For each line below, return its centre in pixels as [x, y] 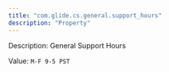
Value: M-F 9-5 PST [39, 61]
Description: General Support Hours [67, 45]
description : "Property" [49, 23]
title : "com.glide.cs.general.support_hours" [85, 15]
